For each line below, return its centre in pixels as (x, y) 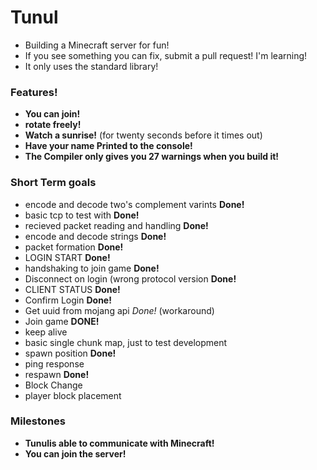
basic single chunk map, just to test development (126, 342)
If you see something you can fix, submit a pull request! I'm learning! (166, 55)
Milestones (38, 421)
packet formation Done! (74, 247)
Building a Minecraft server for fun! (97, 45)
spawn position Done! (70, 353)
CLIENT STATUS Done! (72, 289)
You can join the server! (75, 453)
